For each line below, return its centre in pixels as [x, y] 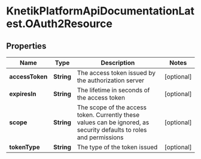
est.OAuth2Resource [59, 24]
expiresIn [23, 94]
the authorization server [111, 80]
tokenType [25, 147]
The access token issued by [116, 73]
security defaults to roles [112, 130]
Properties [26, 46]
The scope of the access [112, 107]
